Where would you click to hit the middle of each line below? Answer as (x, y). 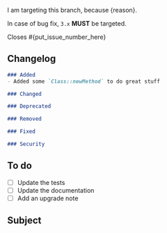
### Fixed (22, 131)
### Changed (24, 94)
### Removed (24, 119)
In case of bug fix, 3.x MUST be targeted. (67, 23)
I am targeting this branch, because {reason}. (72, 10)
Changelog (32, 59)
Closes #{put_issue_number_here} (57, 37)
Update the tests (41, 182)
